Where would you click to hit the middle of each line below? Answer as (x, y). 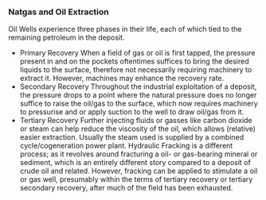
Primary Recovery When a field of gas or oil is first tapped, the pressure (137, 53)
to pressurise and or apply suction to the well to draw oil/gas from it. (132, 112)
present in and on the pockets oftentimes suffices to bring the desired (134, 61)
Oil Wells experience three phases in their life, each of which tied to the (125, 29)
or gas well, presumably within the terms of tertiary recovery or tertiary (136, 179)
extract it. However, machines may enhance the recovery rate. (122, 79)
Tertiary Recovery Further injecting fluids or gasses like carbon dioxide (136, 121)
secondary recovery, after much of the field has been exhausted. (126, 188)
